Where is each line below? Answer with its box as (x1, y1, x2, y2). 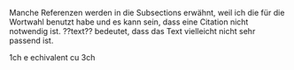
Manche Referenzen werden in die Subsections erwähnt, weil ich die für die (9, 8, 285, 17)
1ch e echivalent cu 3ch (9, 52, 96, 62)
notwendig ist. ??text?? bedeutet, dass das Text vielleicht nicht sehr (9, 26, 256, 36)
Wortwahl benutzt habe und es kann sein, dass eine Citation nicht (9, 17, 249, 27)
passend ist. (9, 35, 54, 45)
